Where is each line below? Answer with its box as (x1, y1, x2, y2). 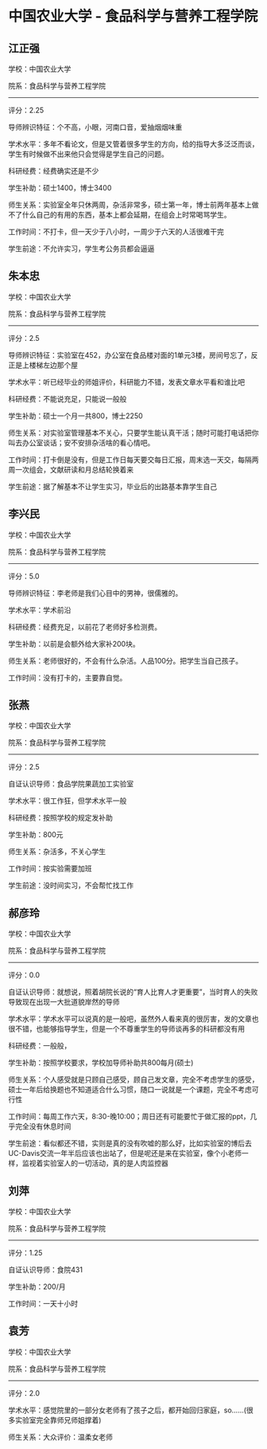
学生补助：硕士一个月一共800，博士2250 (8, 411, 143, 421)
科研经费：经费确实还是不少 (8, 166, 99, 175)
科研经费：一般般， (8, 1041, 72, 1051)
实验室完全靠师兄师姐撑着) (14, 1415, 102, 1424)
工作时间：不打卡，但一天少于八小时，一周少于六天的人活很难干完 (8, 227, 224, 236)
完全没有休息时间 (14, 1122, 72, 1131)
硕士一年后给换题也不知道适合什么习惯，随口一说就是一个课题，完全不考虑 (8, 1085, 252, 1095)
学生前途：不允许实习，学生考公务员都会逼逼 (8, 244, 155, 253)
